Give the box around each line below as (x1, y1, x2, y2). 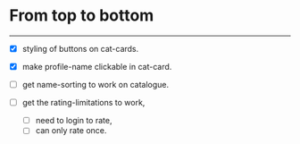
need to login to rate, (35, 115, 112, 126)
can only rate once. (35, 125, 107, 136)
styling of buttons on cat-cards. (21, 43, 139, 54)
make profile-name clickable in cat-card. (21, 62, 172, 72)
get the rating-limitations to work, (21, 97, 146, 108)
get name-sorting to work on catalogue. (21, 80, 170, 90)
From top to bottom (9, 5, 154, 26)
